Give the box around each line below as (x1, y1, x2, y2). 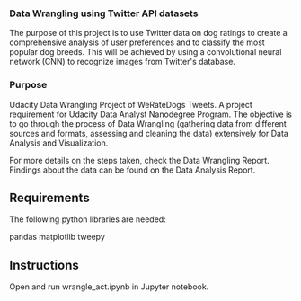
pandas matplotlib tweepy (9, 232, 106, 243)
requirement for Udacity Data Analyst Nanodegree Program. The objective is (9, 109, 292, 120)
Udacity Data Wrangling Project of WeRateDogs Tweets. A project (9, 99, 253, 110)
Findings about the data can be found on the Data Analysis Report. (9, 164, 256, 175)
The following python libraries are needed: (9, 214, 166, 225)
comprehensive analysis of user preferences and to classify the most (9, 37, 265, 48)
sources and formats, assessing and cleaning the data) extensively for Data (9, 128, 289, 138)
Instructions (9, 257, 79, 272)
